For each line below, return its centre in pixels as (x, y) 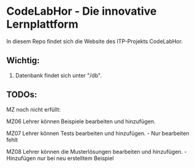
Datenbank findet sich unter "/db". (59, 75)
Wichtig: (23, 60)
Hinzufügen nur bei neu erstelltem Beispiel (60, 158)
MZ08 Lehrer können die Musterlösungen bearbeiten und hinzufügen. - (97, 151)
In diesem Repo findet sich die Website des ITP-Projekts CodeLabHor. (94, 41)
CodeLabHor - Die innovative (82, 11)
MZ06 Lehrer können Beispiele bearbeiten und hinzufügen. (81, 121)
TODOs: (22, 95)
